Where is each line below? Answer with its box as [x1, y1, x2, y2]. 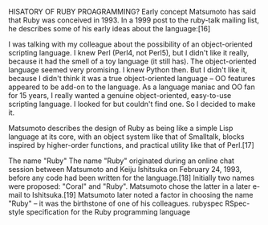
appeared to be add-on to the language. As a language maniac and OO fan [8, 82, 255, 92]
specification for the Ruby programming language [26, 207, 191, 216]
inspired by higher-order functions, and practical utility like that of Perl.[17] [8, 141, 254, 149]
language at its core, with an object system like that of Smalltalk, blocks [8, 132, 245, 141]
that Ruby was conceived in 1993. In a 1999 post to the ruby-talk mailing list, [8, 15, 259, 25]
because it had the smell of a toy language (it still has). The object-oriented [8, 56, 257, 66]
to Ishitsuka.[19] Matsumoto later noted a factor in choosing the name [23, 190, 254, 199]
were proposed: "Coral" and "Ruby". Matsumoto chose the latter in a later [8, 182, 251, 191]
